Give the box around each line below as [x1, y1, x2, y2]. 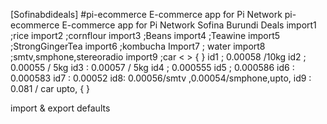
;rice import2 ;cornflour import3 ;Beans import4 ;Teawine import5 [10, 30, 281, 41]
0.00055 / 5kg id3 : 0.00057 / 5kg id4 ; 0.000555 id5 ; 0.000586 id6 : [10, 62, 295, 73]
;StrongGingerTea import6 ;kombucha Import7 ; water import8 [10, 40, 266, 52]
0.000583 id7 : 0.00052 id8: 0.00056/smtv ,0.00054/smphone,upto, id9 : [10, 72, 312, 84]
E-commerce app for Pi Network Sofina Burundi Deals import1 [61, 19, 317, 31]
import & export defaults [10, 102, 111, 114]
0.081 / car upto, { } [10, 83, 90, 94]
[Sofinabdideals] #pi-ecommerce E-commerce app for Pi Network [10, 9, 283, 20]
